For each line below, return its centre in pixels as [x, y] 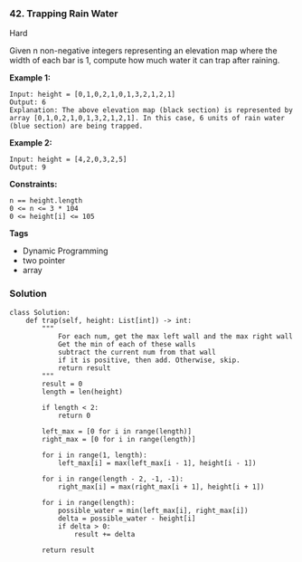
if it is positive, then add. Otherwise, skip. [149, 360]
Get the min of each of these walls [127, 344]
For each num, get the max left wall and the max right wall [175, 336]
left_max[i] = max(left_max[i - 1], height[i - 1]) [157, 463]
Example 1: [30, 78]
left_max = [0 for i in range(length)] [117, 431]
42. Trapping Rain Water [64, 14]
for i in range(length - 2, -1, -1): [113, 479]
